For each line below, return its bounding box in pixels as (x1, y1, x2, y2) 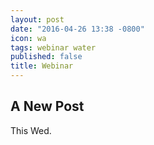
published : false (10, 52, 83, 62)
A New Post (10, 98, 85, 115)
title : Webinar (10, 61, 74, 71)
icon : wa (10, 33, 47, 43)
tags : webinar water (10, 42, 97, 53)
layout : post (10, 14, 65, 25)
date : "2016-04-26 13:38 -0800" (10, 24, 145, 34)
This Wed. (10, 124, 52, 136)
